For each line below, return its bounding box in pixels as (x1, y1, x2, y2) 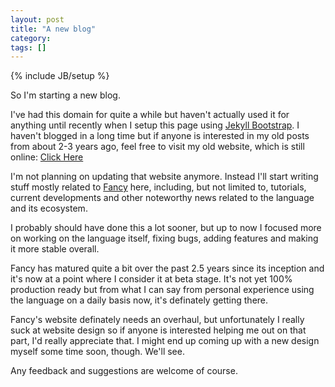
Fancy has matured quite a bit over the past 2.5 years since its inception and (10, 262, 325, 275)
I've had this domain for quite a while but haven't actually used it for (10, 109, 290, 121)
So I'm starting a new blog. (10, 89, 121, 101)
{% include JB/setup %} (10, 70, 110, 82)
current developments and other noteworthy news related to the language (10, 192, 315, 204)
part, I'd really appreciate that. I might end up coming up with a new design (10, 335, 320, 347)
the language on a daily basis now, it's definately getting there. (10, 294, 269, 306)
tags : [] (10, 42, 47, 53)
